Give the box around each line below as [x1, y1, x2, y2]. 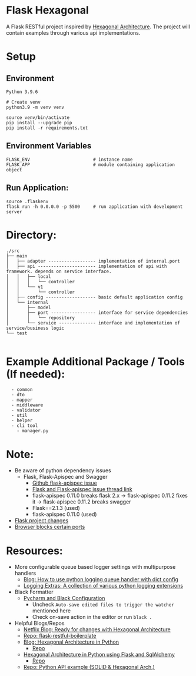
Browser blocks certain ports [14, 523, 85, 531]
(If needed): [6, 367, 65, 380]
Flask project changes [14, 517, 69, 524]
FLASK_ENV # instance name [6, 157, 133, 163]
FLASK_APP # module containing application [6, 161, 175, 168]
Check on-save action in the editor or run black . [32, 614, 152, 621]
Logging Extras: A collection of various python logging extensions [23, 582, 184, 589]
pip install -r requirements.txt [6, 125, 88, 131]
